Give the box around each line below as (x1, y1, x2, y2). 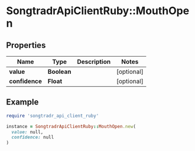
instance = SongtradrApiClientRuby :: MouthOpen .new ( (6, 123, 136, 129)
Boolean (47, 68, 72, 75)
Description (77, 58, 111, 65)
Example (6, 97, 39, 107)
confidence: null (11, 134, 54, 140)
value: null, (11, 129, 44, 135)
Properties (6, 40, 46, 50)
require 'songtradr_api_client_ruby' (6, 113, 99, 119)
